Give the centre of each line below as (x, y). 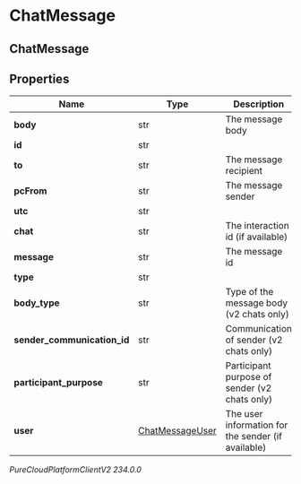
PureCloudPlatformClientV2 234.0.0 (75, 470)
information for (257, 425)
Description (258, 104)
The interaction (257, 226)
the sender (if (254, 436)
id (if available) (257, 237)
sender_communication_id (72, 340)
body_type (37, 303)
